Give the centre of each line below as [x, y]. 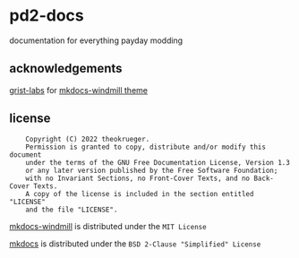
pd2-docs [47, 16]
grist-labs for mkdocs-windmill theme [78, 90]
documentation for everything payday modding [96, 40]
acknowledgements [66, 69]
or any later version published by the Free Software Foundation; [152, 170]
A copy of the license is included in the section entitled [140, 193]
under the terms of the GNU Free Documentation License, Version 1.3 [158, 162]
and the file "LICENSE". [72, 210]
